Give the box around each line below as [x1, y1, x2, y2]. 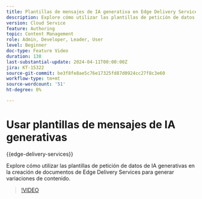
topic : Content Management [6, 31, 74, 37]
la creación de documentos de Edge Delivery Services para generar [6, 168, 174, 176]
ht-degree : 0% [6, 87, 42, 93]
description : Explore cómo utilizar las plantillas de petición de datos [6, 14, 195, 20]
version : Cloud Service [6, 20, 66, 26]
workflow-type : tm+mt [6, 76, 61, 82]
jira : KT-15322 [6, 64, 44, 71]
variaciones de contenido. [6, 174, 71, 182]
